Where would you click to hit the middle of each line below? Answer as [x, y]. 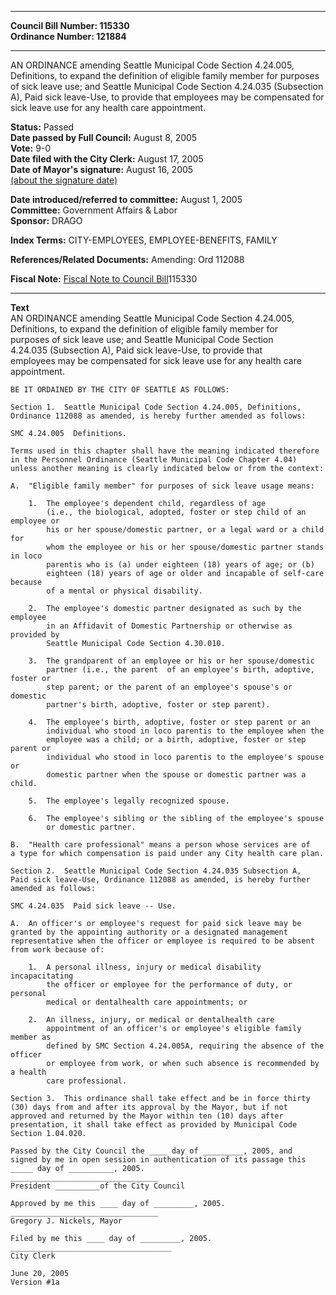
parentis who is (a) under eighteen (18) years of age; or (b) [180, 565]
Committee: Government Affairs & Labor [94, 210]
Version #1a [35, 1282]
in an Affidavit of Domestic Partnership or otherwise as [169, 626]
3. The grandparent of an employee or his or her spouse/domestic [171, 661]
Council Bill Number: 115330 [70, 25]
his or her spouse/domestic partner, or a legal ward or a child [185, 530]
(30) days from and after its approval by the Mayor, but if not [149, 1107]
